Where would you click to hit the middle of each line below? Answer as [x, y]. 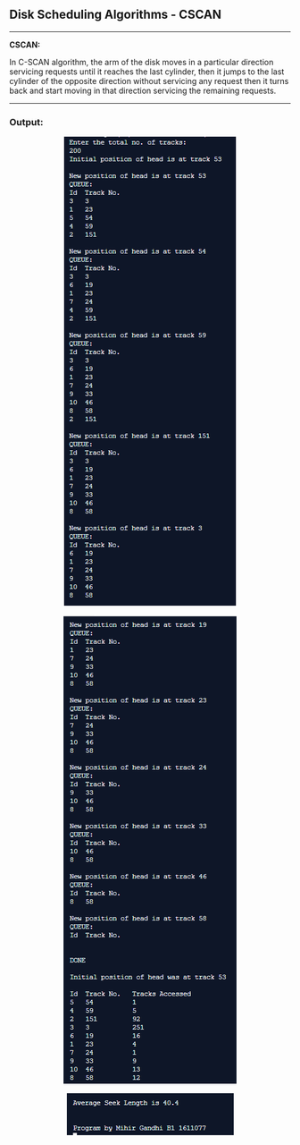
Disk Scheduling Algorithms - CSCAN [115, 15]
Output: [26, 122]
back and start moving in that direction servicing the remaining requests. [143, 90]
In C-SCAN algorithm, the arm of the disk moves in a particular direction [142, 62]
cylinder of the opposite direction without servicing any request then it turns [149, 81]
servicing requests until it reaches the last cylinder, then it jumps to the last [147, 72]
